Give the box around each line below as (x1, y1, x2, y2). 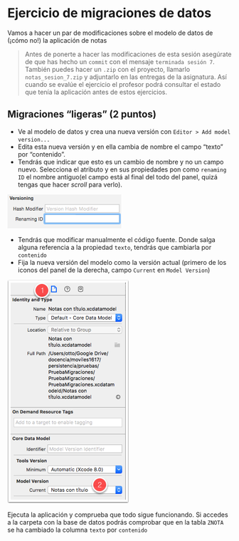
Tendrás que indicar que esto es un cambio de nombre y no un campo (17, 157, 224, 166)
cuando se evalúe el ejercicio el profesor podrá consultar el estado (24, 80, 221, 88)
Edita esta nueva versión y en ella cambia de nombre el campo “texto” (17, 142, 224, 151)
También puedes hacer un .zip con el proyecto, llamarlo (24, 65, 191, 73)
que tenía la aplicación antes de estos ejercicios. (24, 88, 168, 96)
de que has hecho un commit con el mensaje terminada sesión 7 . (24, 57, 215, 65)
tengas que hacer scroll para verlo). (17, 180, 123, 189)
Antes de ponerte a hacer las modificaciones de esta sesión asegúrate (24, 50, 233, 58)
